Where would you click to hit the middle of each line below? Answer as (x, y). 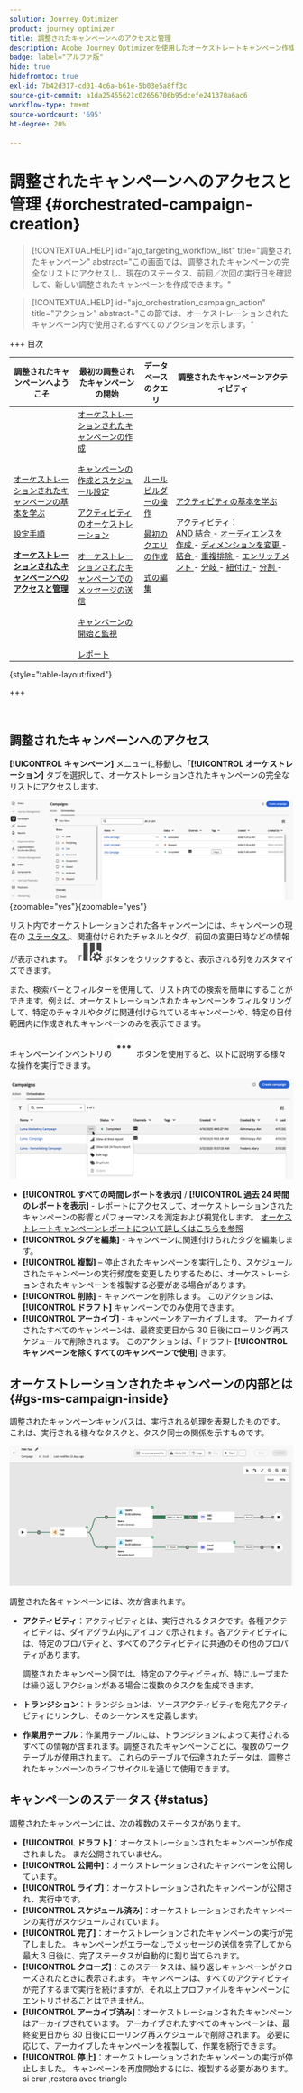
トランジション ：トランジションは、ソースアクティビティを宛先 (140, 1704)
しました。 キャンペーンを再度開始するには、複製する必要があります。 (161, 2068)
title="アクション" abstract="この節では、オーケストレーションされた (160, 313)
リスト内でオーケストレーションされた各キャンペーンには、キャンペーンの (147, 925)
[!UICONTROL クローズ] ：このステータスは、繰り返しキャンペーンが (150, 1967)
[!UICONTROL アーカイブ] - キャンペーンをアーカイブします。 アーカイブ (158, 1319)
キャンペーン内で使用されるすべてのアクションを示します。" (142, 324)
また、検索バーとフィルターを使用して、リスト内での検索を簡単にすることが (151, 989)
